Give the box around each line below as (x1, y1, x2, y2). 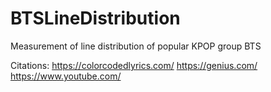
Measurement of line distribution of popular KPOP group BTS (10, 40, 262, 52)
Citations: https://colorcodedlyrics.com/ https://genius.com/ (10, 59, 258, 71)
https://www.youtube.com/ (10, 70, 122, 82)
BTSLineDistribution (10, 7, 181, 30)
